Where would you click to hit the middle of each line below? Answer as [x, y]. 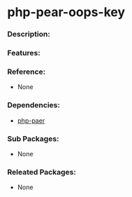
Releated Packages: [42, 172]
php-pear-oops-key [66, 12]
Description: [29, 34]
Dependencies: [34, 105]
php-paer [31, 121]
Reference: [27, 72]
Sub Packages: [33, 139]
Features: [24, 53]
